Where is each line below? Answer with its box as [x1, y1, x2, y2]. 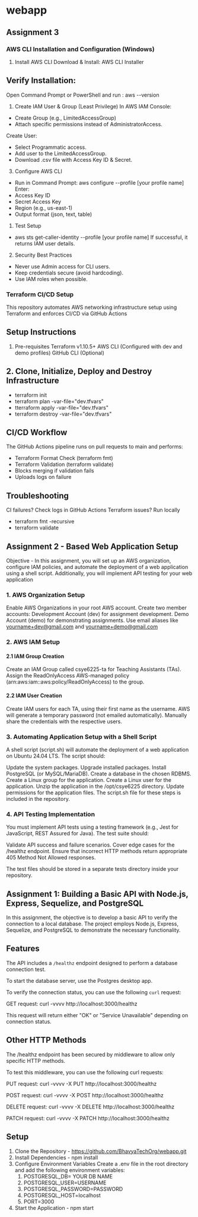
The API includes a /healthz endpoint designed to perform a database [6, 959, 178, 966]
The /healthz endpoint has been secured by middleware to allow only [6, 1050, 175, 1058]
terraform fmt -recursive [14, 518, 75, 525]
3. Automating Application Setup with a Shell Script [6, 733, 157, 741]
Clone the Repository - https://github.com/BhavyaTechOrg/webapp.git [14, 1148, 187, 1155]
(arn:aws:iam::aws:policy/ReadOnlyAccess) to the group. [6, 678, 145, 685]
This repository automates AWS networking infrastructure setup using [6, 304, 177, 311]
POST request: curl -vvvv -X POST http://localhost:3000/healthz [6, 1091, 164, 1098]
